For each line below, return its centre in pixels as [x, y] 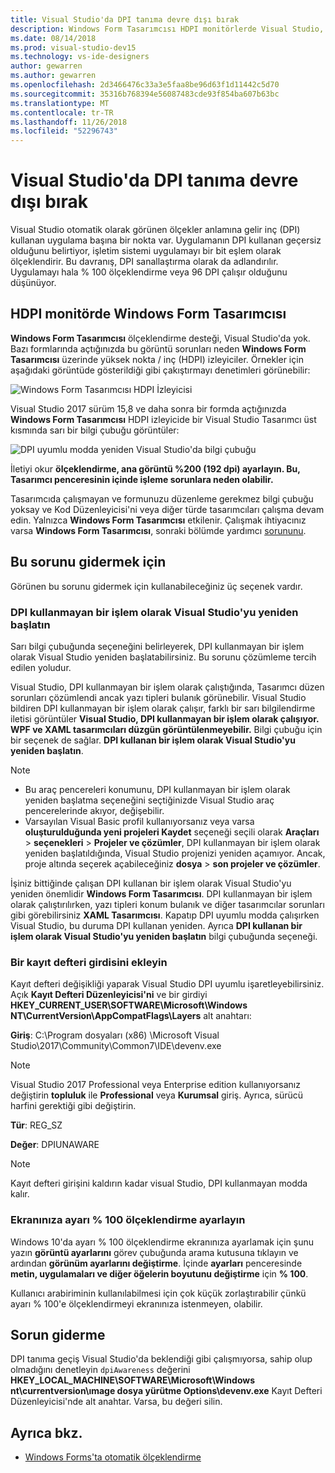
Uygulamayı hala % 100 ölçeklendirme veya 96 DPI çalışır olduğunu [149, 272]
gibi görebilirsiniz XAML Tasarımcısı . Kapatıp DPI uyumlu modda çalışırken [165, 915]
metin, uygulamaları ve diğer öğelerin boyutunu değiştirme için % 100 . [159, 1273]
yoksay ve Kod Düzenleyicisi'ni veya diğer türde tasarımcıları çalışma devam [167, 509]
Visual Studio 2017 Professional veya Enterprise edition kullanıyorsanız [155, 1085]
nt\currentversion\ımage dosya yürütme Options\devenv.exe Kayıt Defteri [166, 1391]
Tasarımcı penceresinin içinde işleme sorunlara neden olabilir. [142, 479]
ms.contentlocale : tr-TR [62, 112]
